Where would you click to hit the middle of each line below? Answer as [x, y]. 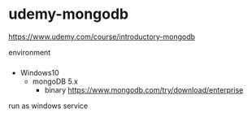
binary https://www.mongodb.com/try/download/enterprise [144, 89]
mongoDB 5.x [55, 81]
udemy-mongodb [69, 14]
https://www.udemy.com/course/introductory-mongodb [102, 37]
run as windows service [48, 106]
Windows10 [39, 72]
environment [30, 52]
